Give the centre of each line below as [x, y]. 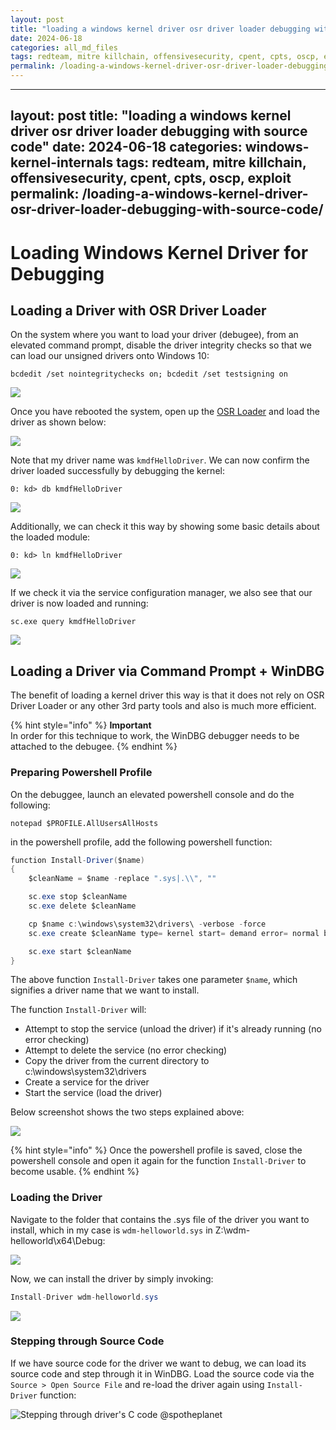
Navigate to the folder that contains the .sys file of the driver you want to [160, 1219]
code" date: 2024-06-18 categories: [126, 147]
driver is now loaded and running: [79, 603]
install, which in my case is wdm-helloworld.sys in [111, 1230]
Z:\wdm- [232, 1230]
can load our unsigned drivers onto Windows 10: [110, 356]
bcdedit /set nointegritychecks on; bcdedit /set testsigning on [149, 374]
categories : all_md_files [64, 47]
